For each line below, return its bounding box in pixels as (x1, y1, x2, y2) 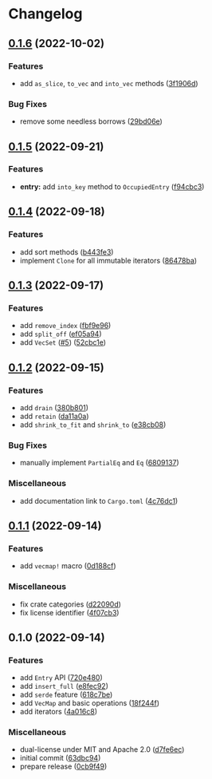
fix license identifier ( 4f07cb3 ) (19, 607, 120, 617)
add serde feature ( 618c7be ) (19, 690, 113, 699)
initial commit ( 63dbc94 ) (19, 753, 101, 763)
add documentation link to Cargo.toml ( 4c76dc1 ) (19, 496, 179, 505)
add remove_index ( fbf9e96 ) (19, 321, 112, 330)
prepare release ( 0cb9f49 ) (19, 761, 108, 771)
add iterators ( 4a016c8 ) (19, 707, 98, 717)
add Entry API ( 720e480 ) (19, 673, 103, 682)
